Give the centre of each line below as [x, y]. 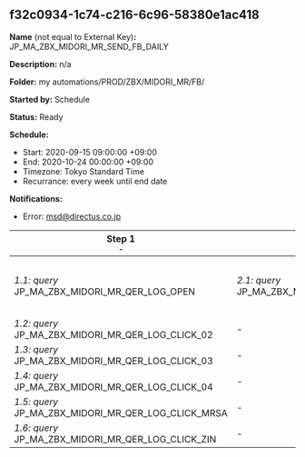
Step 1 [121, 238]
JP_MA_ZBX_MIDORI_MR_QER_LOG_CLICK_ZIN [115, 439]
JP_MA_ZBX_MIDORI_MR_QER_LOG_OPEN [105, 292]
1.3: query [36, 349]
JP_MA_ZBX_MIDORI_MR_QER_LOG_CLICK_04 [113, 387]
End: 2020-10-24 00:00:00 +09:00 [88, 162]
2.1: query [259, 280]
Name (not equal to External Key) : [73, 36]
